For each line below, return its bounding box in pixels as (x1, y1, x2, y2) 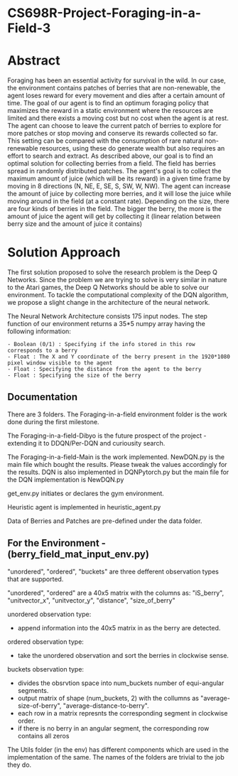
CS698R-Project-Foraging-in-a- (7, 5, 201, 21)
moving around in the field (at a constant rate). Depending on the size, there (7, 197, 229, 205)
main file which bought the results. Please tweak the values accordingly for (7, 460, 227, 468)
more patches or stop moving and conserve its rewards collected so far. (7, 129, 218, 138)
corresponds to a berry (7, 347, 78, 355)
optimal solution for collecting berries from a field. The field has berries (7, 159, 216, 168)
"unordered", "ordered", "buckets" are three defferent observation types (7, 567, 219, 576)
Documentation (7, 391, 78, 403)
